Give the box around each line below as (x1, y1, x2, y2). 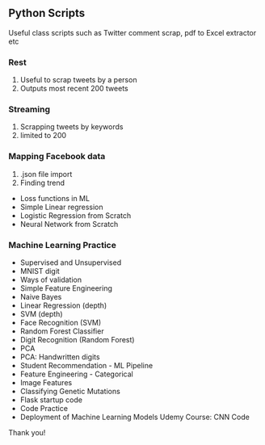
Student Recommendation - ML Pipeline (19, 361, 154, 370)
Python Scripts (8, 6, 86, 20)
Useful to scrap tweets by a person (19, 75, 137, 85)
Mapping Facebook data (8, 151, 106, 162)
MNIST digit (19, 267, 61, 275)
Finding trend (19, 178, 65, 187)
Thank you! (8, 428, 46, 437)
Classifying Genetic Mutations (19, 387, 121, 396)
